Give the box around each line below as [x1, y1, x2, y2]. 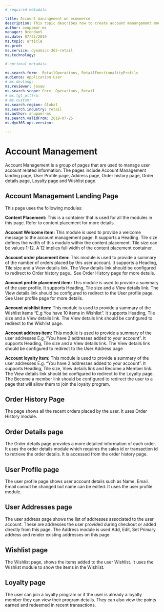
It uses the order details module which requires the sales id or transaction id [5, 446, 158, 452]
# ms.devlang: [5, 80, 34, 84]
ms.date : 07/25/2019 [5, 34, 47, 39]
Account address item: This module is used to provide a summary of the [5, 330, 152, 336]
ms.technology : [5, 53, 36, 57]
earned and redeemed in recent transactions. [5, 602, 96, 608]
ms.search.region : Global [5, 102, 58, 107]
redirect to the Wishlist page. [5, 320, 63, 326]
